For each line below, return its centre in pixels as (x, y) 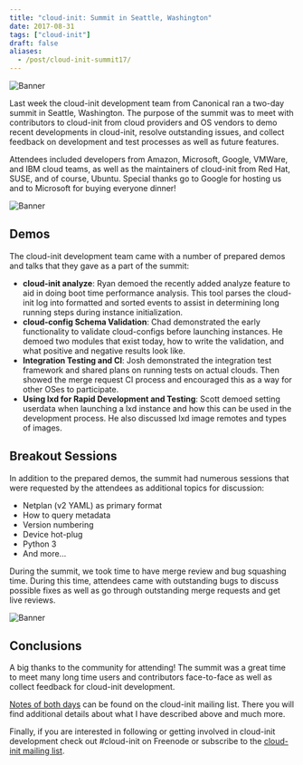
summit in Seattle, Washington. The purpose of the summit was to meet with (151, 113)
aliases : (26, 52)
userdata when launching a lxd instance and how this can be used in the (157, 408)
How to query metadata (66, 515)
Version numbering (58, 524)
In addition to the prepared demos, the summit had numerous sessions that (149, 478)
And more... (44, 553)
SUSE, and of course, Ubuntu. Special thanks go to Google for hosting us (146, 179)
